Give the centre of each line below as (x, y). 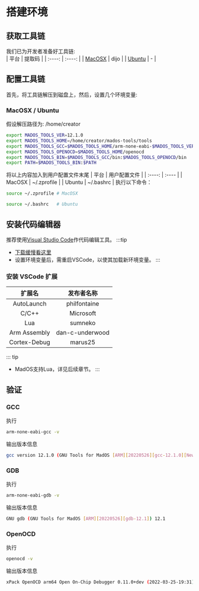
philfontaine (83, 304)
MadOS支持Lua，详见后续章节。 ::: (57, 369)
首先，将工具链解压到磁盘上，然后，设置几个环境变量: (72, 94)
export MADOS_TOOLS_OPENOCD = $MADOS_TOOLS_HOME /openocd (75, 152)
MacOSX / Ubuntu (33, 110)
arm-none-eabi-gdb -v (33, 495)
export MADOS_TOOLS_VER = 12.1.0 (45, 135)
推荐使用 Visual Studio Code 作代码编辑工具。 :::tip (67, 239)
